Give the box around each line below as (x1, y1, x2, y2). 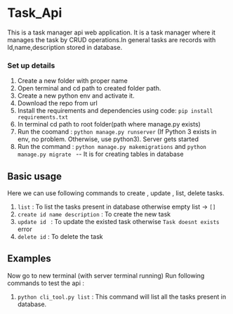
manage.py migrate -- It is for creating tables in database (17, 150, 184, 159)
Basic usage (7, 170, 62, 182)
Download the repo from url (17, 99, 98, 107)
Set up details (7, 60, 55, 70)
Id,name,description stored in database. (7, 43, 123, 51)
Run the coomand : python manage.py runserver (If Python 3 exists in (17, 128, 217, 136)
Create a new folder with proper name (17, 77, 128, 85)
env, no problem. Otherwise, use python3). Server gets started (17, 135, 199, 143)
